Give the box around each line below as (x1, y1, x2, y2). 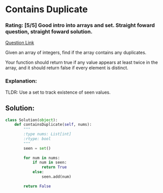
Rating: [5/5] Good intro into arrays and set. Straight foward (5, 22, 155, 29)
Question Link (5, 40, 35, 46)
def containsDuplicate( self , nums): (14, 122, 92, 127)
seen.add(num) (41, 174, 72, 179)
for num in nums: (23, 155, 60, 160)
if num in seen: (32, 160, 67, 165)
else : (32, 170, 44, 175)
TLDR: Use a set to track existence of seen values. (5, 89, 111, 95)
